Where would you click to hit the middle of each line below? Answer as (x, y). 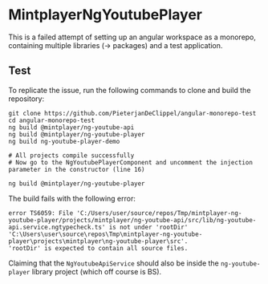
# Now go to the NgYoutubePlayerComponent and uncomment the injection (130, 162)
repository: (26, 99)
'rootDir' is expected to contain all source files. (98, 248)
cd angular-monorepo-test (51, 120)
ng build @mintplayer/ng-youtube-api (71, 127)
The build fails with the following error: (72, 198)
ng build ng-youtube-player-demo (64, 141)
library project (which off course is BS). (97, 271)
